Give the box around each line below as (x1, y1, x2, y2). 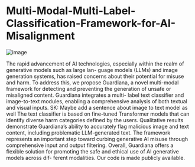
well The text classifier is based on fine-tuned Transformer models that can (6, 110, 190, 117)
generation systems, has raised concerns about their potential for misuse (6, 73, 184, 80)
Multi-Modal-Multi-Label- (6, 4, 136, 18)
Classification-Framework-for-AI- (6, 17, 176, 30)
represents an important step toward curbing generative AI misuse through (6, 135, 188, 142)
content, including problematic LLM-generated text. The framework (6, 129, 171, 136)
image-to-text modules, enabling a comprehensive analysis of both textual (6, 97, 188, 104)
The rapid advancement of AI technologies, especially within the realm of (6, 60, 184, 67)
